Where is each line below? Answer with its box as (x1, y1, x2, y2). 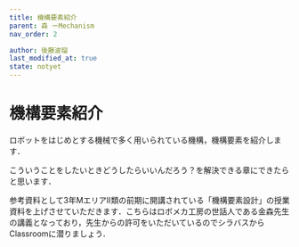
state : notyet (9, 62, 62, 71)
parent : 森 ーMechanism (9, 21, 95, 30)
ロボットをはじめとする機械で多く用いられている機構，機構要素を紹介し (9, 135, 274, 145)
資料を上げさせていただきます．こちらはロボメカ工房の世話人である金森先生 (9, 206, 290, 217)
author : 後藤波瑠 (9, 45, 69, 54)
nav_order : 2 (9, 29, 58, 38)
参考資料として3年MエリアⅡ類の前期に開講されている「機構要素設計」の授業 (9, 194, 290, 205)
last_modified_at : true (9, 54, 98, 63)
